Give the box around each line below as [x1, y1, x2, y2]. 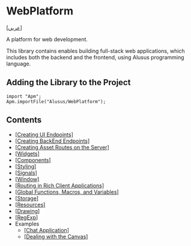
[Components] [14, 156, 51, 163]
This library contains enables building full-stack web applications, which [6, 47, 185, 55]
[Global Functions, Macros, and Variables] [14, 188, 119, 196]
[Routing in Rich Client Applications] [14, 182, 105, 189]
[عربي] [6, 24, 22, 31]
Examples [14, 220, 40, 227]
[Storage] [14, 194, 39, 202]
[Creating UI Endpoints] [14, 131, 74, 138]
